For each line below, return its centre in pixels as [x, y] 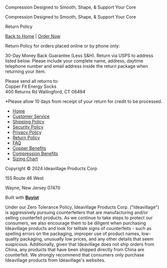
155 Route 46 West [24, 178]
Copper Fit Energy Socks [31, 86]
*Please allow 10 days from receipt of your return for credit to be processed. [84, 101]
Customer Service [31, 116]
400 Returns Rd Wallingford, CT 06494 [45, 92]
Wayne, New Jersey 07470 [33, 188]
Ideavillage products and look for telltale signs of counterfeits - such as [79, 228]
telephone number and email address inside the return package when [77, 66]
